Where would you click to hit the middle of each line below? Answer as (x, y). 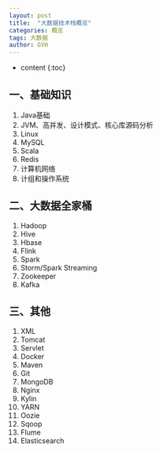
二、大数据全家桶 (51, 206)
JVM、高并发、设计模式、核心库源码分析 (87, 124)
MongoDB (37, 381)
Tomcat (33, 339)
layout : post (30, 15)
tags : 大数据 (28, 38)
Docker (32, 356)
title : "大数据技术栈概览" (50, 23)
